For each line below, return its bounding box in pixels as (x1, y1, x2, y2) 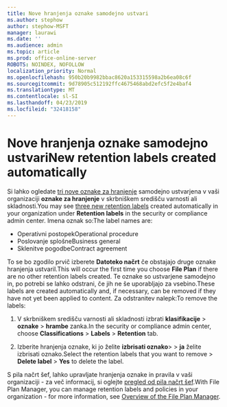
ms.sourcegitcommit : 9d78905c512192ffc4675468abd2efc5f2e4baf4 (7, 80, 192, 87)
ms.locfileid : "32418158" (7, 106, 81, 113)
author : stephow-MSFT (7, 23, 69, 30)
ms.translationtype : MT (7, 86, 75, 93)
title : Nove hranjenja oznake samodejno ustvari (7, 10, 149, 17)
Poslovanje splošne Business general (16, 237, 121, 245)
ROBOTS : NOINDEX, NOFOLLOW (7, 61, 84, 68)
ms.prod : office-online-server (7, 55, 97, 62)
